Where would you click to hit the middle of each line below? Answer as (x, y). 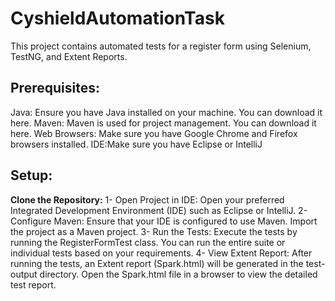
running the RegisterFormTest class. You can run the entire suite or (148, 242)
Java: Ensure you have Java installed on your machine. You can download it (166, 112)
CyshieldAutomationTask (117, 18)
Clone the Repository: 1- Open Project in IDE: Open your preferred (147, 199)
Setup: (31, 175)
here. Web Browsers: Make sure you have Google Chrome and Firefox (154, 133)
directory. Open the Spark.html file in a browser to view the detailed (178, 274)
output (24, 274)
